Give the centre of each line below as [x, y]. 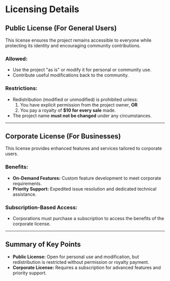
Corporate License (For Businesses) [63, 136]
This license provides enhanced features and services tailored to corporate [83, 149]
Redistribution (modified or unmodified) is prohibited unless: [75, 99]
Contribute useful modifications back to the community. [71, 75]
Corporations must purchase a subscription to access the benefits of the [88, 218]
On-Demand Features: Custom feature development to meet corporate [87, 178]
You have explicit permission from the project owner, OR [79, 104]
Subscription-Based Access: [41, 207]
